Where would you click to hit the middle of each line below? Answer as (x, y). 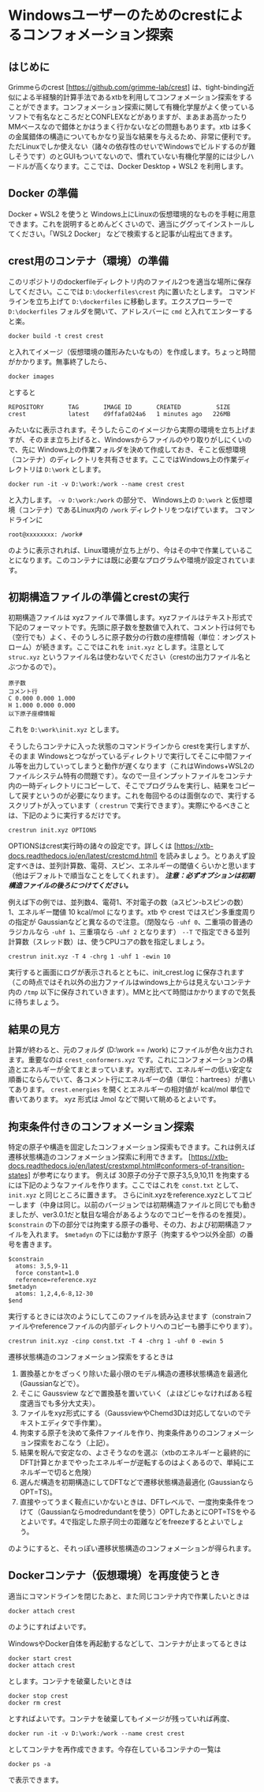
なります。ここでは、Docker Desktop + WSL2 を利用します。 (149, 166)
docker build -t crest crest (56, 336)
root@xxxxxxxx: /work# (45, 534)
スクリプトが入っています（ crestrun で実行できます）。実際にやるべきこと (129, 806)
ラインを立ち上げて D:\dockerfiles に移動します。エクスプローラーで (121, 301)
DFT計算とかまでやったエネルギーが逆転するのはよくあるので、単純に (133, 1463)
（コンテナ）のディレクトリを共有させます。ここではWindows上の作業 (123, 459)
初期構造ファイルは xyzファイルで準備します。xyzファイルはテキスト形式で (131, 618)
